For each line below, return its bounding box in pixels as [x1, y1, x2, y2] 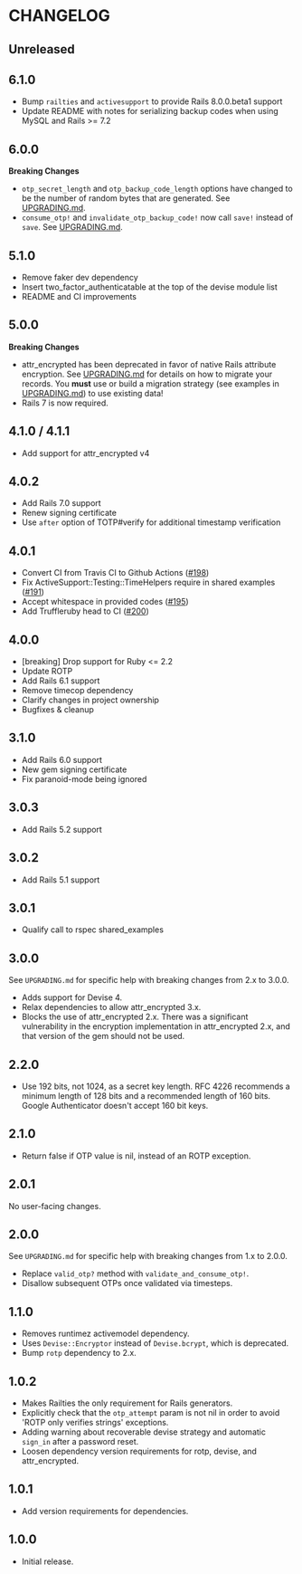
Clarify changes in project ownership [21, 694, 160, 706]
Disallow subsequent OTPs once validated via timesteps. [21, 1278, 233, 1289]
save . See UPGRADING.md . [21, 222, 123, 233]
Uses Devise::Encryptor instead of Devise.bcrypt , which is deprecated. [21, 1338, 289, 1349]
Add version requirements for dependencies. [21, 1505, 189, 1516]
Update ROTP [21, 666, 73, 677]
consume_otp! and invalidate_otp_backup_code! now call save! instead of [21, 212, 294, 223]
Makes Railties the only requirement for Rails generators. [21, 1398, 233, 1408]
